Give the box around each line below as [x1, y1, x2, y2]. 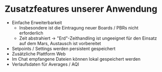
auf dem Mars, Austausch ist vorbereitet [19, 40, 101, 46]
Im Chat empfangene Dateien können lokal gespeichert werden [11, 56, 141, 62]
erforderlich [19, 30, 43, 36]
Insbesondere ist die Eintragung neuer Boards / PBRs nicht [19, 24, 139, 30]
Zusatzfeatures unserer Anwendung [4, 3, 158, 15]
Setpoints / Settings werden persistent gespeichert [11, 46, 116, 51]
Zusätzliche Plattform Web [11, 50, 66, 57]
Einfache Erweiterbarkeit [11, 20, 62, 25]
